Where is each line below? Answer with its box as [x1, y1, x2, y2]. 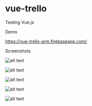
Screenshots [5, 48, 31, 54]
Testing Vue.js [5, 19, 35, 25]
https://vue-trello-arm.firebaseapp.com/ [5, 38, 88, 44]
